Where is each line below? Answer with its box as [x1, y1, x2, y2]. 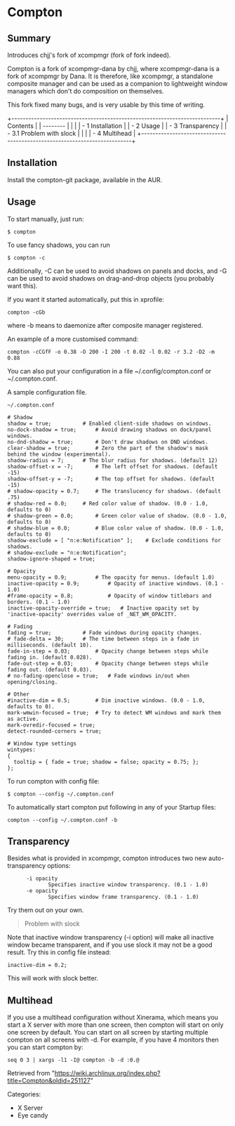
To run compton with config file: [7, 776, 100, 785]
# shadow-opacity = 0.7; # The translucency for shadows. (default [7, 487, 221, 494]
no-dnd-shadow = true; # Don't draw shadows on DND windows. [7, 438, 209, 445]
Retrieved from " [7, 1069, 55, 1077]
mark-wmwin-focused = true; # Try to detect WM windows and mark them [7, 709, 221, 716]
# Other [7, 691, 30, 698]
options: [46, 862, 71, 870]
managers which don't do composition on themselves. [7, 87, 164, 95]
